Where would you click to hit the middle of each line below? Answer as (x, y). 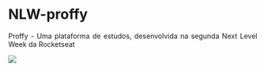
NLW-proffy (48, 14)
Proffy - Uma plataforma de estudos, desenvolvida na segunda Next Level (133, 36)
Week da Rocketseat (41, 44)
